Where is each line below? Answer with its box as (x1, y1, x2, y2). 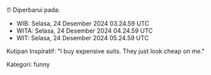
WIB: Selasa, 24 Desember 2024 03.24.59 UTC (16, 20, 150, 27)
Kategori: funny (6, 61, 51, 68)
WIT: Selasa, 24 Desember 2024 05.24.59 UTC (16, 34, 150, 42)
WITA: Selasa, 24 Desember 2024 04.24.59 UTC (16, 27, 153, 35)
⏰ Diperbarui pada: (6, 6, 61, 14)
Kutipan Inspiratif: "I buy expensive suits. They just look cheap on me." (6, 47, 206, 55)
